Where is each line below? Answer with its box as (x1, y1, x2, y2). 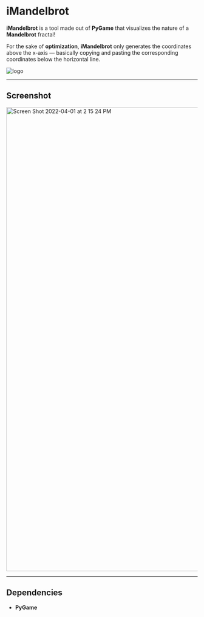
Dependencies (6, 588, 63, 598)
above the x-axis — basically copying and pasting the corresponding (6, 49, 178, 56)
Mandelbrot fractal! (6, 30, 56, 38)
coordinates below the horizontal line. (6, 55, 101, 63)
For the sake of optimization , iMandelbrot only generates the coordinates (6, 43, 192, 50)
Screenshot (6, 91, 52, 101)
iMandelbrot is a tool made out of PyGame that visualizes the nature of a (6, 24, 189, 32)
